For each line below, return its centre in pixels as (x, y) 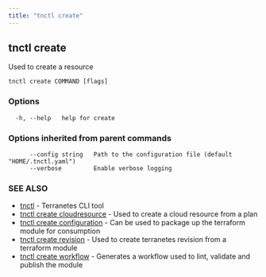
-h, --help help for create (65, 118)
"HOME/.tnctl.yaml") (42, 162)
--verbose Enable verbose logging (100, 169)
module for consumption (60, 231)
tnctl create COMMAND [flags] (58, 82)
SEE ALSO (28, 188)
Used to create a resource (51, 67)
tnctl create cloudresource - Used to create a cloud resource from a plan (139, 214)
